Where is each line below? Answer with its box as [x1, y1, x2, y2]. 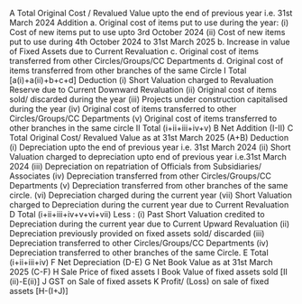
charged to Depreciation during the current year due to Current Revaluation [9, 199, 289, 210]
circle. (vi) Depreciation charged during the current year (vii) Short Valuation [9, 189, 293, 200]
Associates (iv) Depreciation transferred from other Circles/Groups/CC [9, 170, 272, 181]
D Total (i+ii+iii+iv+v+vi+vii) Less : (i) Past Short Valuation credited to [9, 209, 265, 219]
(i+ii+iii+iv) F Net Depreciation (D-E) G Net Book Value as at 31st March [9, 257, 273, 267]
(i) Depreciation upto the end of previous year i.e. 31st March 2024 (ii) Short [9, 142, 291, 152]
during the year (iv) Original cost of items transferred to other [9, 104, 237, 114]
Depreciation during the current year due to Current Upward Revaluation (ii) [9, 218, 290, 229]
